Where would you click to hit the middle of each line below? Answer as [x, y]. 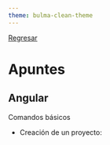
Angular [28, 98]
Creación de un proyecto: [60, 132]
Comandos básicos [39, 117]
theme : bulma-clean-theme [50, 15]
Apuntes [37, 69]
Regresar [23, 38]
